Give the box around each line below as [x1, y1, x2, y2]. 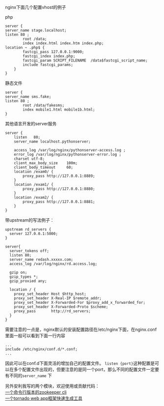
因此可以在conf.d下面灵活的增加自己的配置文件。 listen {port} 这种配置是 [5, 360, 155, 366]
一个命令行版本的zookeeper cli [5, 389, 67, 395]
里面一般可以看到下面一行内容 [5, 333, 65, 338]
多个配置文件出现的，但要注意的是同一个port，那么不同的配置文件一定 [13, 367, 155, 372]
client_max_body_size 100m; [14, 161, 78, 166]
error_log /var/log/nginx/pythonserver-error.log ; [14, 152, 121, 157]
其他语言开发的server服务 [5, 121, 57, 126]
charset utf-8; [14, 156, 45, 161]
